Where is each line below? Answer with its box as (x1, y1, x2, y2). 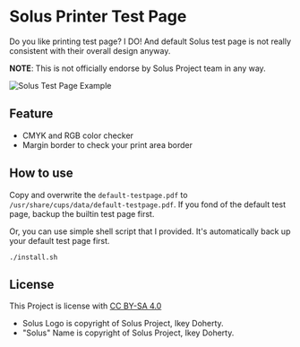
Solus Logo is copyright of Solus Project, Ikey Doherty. (21, 318, 224, 329)
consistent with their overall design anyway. (9, 45, 171, 56)
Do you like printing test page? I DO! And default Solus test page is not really (9, 36, 292, 47)
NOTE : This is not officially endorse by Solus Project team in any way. (9, 63, 266, 74)
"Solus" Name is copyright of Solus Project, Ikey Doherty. (21, 327, 235, 338)
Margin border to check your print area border (21, 139, 193, 150)
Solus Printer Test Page (9, 6, 187, 27)
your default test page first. (9, 235, 110, 246)
